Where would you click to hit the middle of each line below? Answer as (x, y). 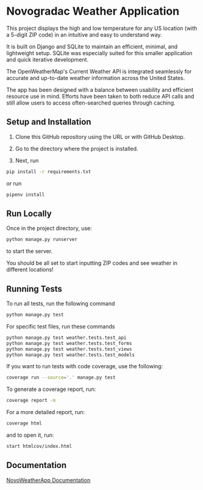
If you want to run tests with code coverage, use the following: (85, 366)
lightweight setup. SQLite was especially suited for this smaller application (100, 53)
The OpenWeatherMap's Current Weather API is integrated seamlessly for (99, 71)
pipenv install (26, 195)
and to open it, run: (30, 435)
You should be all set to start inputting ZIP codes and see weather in (92, 263)
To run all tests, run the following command (61, 303)
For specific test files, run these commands (61, 326)
